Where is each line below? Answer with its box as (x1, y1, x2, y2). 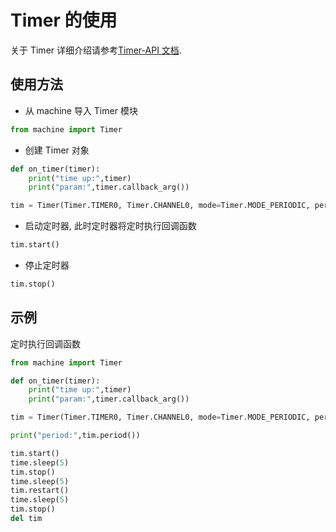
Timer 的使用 (10, 9, 118, 32)
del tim (10, 514, 43, 524)
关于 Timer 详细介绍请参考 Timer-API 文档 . (10, 44, 182, 56)
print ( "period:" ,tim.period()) (10, 431, 141, 441)
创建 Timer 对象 (24, 144, 90, 156)
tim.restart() (10, 486, 70, 496)
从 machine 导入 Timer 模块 (24, 104, 138, 116)
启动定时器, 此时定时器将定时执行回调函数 (24, 220, 197, 232)
